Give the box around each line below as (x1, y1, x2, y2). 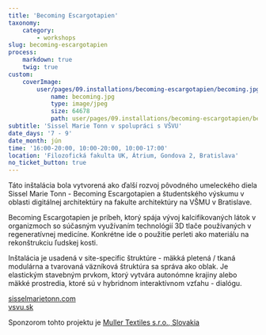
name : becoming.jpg (50, 93, 115, 101)
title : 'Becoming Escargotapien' (8, 11, 119, 20)
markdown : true (22, 56, 73, 64)
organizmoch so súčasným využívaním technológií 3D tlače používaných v (8, 221, 252, 230)
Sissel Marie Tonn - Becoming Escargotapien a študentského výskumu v (8, 189, 245, 199)
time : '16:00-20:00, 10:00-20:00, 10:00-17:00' (8, 144, 169, 152)
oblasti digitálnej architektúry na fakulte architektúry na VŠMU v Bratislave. (8, 197, 253, 207)
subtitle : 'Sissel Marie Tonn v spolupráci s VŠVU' (8, 122, 182, 130)
